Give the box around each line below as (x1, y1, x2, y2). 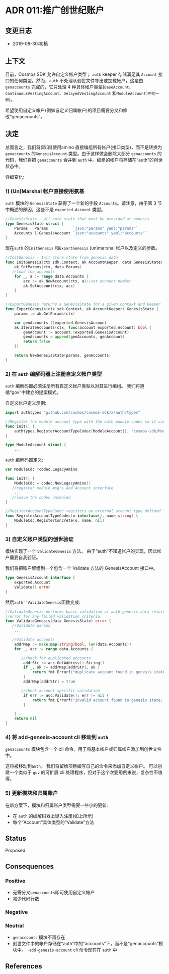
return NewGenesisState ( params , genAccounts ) (14, 353, 112, 358)
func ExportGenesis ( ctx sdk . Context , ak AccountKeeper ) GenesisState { (5, 307, 158, 312)
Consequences (5, 862, 54, 870)
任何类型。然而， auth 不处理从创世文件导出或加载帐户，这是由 (14, 77, 143, 83)
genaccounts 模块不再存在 (12, 934, 65, 940)
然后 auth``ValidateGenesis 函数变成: (5, 599, 80, 605)
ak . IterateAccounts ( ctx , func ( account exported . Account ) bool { (14, 325, 152, 330)
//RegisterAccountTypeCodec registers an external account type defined (5, 509, 161, 514)
